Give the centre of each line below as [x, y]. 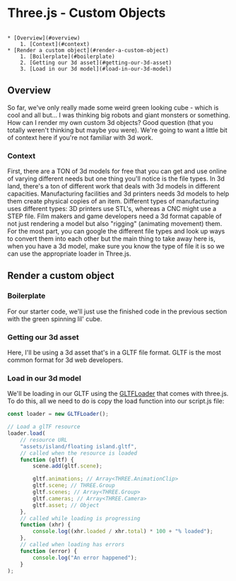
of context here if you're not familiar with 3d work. [80, 137]
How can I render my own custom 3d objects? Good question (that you [110, 122]
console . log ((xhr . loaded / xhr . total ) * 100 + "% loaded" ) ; [123, 532]
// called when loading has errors [72, 545]
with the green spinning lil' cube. [55, 318]
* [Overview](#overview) [44, 38]
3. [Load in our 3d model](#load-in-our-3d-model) [96, 68]
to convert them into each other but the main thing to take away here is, [111, 239]
